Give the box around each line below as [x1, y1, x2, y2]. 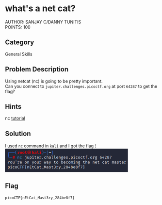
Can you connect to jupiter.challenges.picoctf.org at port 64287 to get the [5, 83, 158, 89]
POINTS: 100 [5, 24, 31, 30]
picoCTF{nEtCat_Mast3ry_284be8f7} [5, 195, 75, 200]
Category [5, 38, 34, 47]
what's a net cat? [5, 3, 76, 14]
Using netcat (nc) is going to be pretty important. [5, 78, 103, 84]
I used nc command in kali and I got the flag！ [5, 143, 98, 149]
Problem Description [5, 65, 69, 73]
